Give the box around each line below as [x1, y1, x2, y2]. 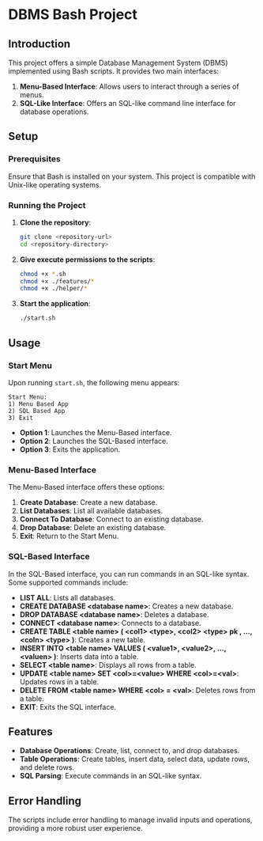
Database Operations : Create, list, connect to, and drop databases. [19, 746, 240, 756]
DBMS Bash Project [8, 6, 138, 24]
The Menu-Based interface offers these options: [8, 483, 165, 492]
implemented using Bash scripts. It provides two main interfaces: [8, 66, 220, 76]
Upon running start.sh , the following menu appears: [8, 377, 180, 387]
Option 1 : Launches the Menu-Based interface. [19, 427, 172, 437]
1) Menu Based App [8, 400, 69, 408]
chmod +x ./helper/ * [19, 285, 88, 293]
